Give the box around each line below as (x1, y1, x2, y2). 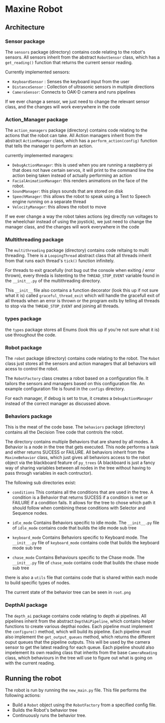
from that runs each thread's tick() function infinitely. (5, 258, 115, 264)
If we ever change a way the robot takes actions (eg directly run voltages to (5, 213, 158, 220)
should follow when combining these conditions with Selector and (12, 505, 146, 511)
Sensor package (5, 38, 45, 45)
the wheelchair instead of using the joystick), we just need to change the (5, 219, 152, 225)
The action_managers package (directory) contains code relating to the (5, 127, 148, 133)
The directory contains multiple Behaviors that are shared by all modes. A (5, 439, 154, 445)
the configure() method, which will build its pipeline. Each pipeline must (5, 628, 151, 634)
